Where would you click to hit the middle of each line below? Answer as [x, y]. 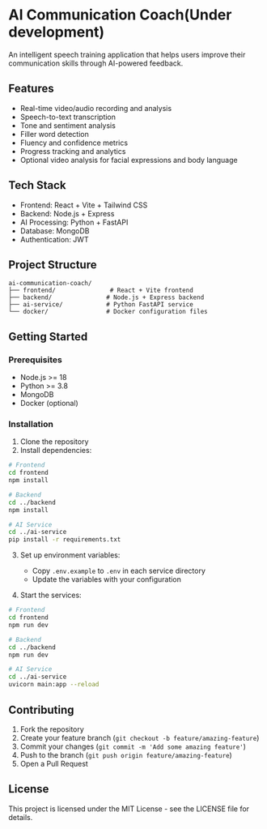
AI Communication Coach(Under [120, 15]
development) [57, 32]
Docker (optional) [49, 404]
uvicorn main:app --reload [54, 685]
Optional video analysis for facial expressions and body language [129, 160]
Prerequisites [35, 360]
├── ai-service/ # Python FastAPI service [101, 305]
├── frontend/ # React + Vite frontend [101, 291]
